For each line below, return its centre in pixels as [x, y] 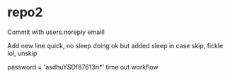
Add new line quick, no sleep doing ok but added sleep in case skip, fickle [115, 45]
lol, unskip [22, 53]
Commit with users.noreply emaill [56, 32]
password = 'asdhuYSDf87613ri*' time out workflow [83, 67]
